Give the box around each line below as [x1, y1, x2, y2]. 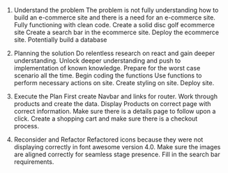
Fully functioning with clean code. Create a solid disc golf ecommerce [13, 21, 215, 29]
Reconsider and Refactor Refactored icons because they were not [13, 135, 204, 144]
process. [13, 122, 40, 130]
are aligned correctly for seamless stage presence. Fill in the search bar [13, 150, 221, 158]
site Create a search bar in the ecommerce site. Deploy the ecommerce [13, 28, 220, 36]
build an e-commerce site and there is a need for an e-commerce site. [13, 13, 216, 22]
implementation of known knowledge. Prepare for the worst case [13, 64, 201, 72]
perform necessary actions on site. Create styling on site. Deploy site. [13, 79, 215, 86]
